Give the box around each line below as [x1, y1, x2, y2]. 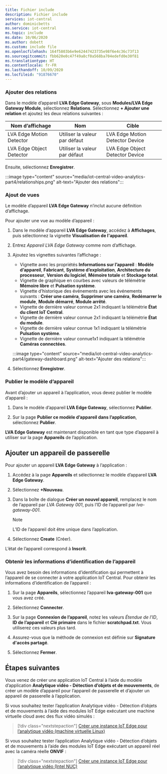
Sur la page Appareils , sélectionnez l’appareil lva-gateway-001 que [12, 589, 153, 596]
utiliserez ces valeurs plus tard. [12, 624, 77, 630]
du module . [19, 320, 44, 326]
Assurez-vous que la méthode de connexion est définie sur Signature [12, 634, 156, 640]
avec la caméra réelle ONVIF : [5, 748, 67, 754]
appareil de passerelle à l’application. [5, 693, 81, 699]
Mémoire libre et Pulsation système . [19, 283, 96, 289]
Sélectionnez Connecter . [12, 604, 65, 611]
